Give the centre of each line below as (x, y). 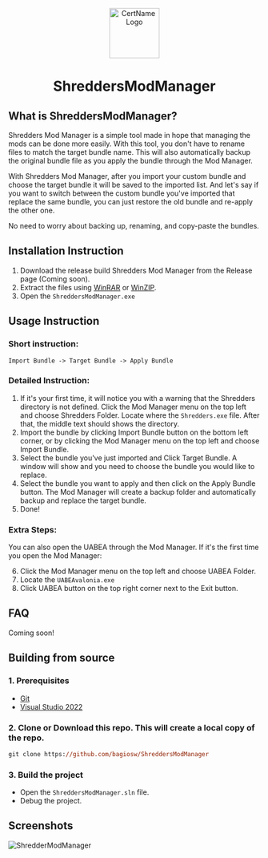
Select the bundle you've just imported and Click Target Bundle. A (128, 458)
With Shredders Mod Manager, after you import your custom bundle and (127, 176)
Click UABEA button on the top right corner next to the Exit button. (129, 589)
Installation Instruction (66, 251)
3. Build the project (46, 775)
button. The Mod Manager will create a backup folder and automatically (138, 492)
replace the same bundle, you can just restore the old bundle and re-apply (131, 202)
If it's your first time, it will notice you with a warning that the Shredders (138, 398)
